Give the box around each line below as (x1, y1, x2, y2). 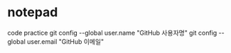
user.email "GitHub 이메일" (27, 37, 104, 46)
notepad (7, 4, 58, 20)
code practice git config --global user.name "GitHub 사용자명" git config (7, 28, 217, 37)
